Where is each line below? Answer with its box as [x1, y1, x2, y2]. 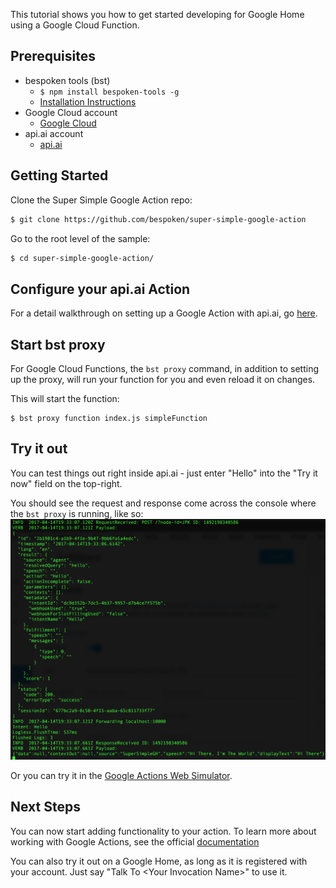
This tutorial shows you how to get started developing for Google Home [10, 9, 305, 20]
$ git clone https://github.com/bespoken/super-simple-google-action [10, 214, 307, 224]
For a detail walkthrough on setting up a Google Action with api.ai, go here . [10, 307, 318, 319]
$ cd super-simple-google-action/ [10, 253, 155, 263]
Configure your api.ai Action [10, 280, 191, 298]
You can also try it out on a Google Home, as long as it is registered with [10, 855, 308, 867]
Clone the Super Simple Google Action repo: [10, 194, 193, 206]
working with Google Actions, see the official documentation [10, 835, 260, 848]
